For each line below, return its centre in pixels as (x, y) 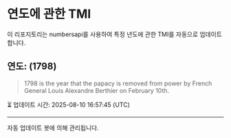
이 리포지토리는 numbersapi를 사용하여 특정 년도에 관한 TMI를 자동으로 (103, 34)
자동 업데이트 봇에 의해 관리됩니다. (53, 128)
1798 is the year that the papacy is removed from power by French (118, 83)
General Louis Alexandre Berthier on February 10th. (97, 90)
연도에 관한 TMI (49, 14)
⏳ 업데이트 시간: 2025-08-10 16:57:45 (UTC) (69, 105)
